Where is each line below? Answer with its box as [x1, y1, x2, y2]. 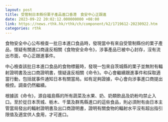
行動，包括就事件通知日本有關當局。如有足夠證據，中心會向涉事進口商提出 [9, 76, 163, 82]
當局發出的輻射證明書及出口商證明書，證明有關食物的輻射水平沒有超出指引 [9, 105, 163, 111]
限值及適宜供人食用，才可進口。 [5, 111, 69, 117]
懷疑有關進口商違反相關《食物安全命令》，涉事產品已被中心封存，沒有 [13, 46, 156, 52]
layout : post [5, 7, 32, 12]
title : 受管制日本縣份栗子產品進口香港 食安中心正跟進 [5, 12, 106, 17]
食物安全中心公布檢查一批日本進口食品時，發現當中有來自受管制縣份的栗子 [5, 40, 158, 46]
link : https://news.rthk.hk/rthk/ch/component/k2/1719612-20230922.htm [5, 21, 157, 26]
